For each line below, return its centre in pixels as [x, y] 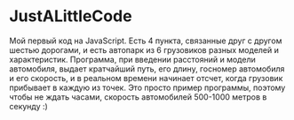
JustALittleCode [71, 16]
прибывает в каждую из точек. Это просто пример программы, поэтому [147, 87]
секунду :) [29, 106]
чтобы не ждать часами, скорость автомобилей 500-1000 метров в [138, 97]
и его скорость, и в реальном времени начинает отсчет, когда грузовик [146, 78]
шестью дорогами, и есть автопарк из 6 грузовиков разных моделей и [144, 49]
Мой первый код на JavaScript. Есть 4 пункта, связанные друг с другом [146, 41]
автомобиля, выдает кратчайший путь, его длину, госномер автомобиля [147, 69]
